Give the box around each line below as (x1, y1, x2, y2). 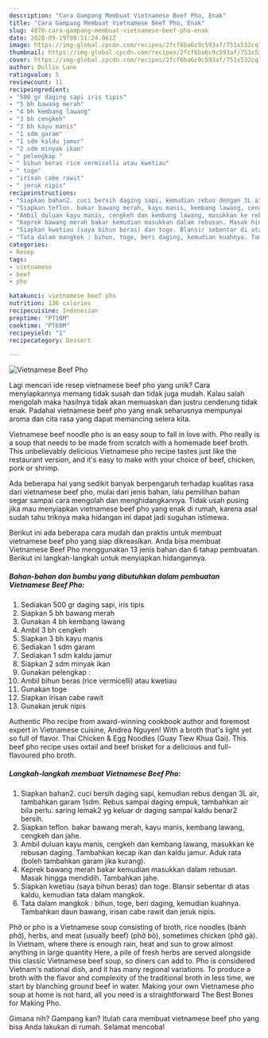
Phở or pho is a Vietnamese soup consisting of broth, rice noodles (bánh (9, 923, 247, 932)
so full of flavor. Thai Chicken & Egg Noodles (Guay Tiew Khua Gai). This (9, 734, 247, 743)
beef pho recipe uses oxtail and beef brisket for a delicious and (9, 742, 217, 752)
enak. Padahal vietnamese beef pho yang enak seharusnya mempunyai (9, 406, 243, 416)
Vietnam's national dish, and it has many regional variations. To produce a (9, 965, 251, 974)
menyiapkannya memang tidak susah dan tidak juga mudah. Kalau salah (9, 389, 245, 398)
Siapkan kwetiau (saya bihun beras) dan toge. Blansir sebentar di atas (20, 881, 250, 891)
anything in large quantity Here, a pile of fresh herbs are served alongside (9, 947, 251, 958)
